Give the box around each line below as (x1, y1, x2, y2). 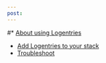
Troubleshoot (16, 49, 55, 57)
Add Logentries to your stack (16, 41, 99, 49)
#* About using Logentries (7, 28, 82, 37)
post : (7, 9, 23, 17)
